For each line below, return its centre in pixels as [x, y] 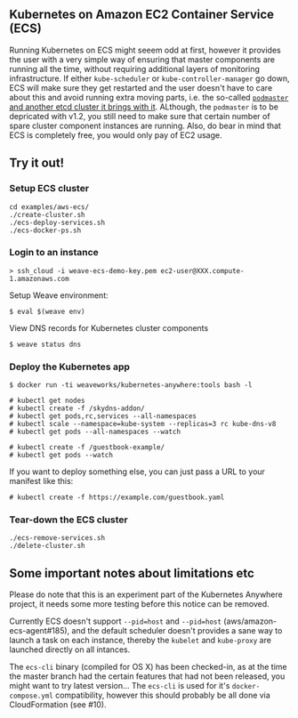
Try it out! [37, 163]
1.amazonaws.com [39, 278]
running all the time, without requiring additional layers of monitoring [135, 69]
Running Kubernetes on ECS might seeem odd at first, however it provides [145, 50]
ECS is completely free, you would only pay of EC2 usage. [116, 135]
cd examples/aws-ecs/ [49, 207]
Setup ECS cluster [49, 189]
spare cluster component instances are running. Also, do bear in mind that [145, 125]
